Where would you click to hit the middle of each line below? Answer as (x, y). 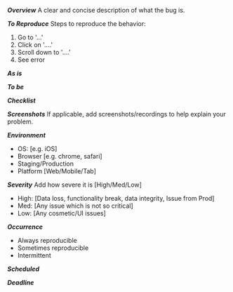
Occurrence (25, 227)
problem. (20, 121)
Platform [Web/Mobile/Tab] (57, 171)
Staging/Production (46, 164)
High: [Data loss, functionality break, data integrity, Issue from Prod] (116, 198)
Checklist (22, 100)
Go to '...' (30, 37)
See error (31, 60)
